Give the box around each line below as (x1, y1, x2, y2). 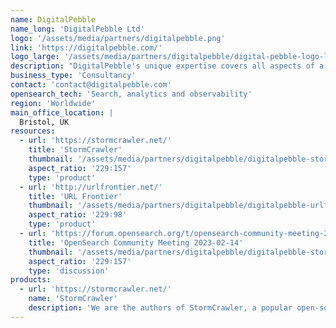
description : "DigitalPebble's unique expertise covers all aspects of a (10, 61, 325, 71)
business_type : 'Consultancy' (10, 71, 137, 81)
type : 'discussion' (28, 266, 110, 276)
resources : (10, 126, 56, 136)
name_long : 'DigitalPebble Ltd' (10, 24, 145, 34)
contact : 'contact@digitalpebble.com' (10, 80, 172, 90)
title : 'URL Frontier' (28, 191, 123, 201)
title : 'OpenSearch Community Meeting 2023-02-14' (28, 237, 244, 248)
